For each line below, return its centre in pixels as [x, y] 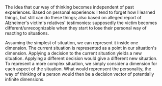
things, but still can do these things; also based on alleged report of [73, 17]
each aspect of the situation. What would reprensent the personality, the [78, 69]
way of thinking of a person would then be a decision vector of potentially [80, 74]
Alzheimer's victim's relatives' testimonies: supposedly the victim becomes [81, 23]
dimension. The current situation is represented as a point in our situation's [81, 48]
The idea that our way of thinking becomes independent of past [69, 7]
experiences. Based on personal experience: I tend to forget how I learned [80, 12]
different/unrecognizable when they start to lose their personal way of [76, 28]
